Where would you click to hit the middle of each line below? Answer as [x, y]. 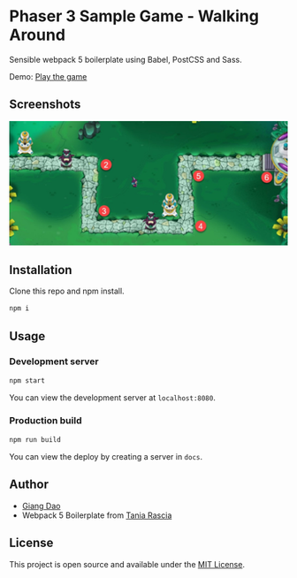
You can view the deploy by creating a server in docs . [106, 457]
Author [29, 485]
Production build [46, 420]
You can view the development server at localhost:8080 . [113, 397]
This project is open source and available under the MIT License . [127, 564]
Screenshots [45, 105]
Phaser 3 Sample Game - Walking [134, 16]
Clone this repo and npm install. [67, 291]
